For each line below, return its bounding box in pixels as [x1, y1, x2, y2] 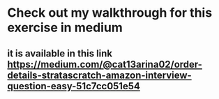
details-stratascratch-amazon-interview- [7, 69, 192, 81]
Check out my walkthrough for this [7, 5, 213, 21]
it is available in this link [7, 47, 113, 59]
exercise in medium [7, 20, 123, 36]
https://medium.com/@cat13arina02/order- [7, 58, 202, 70]
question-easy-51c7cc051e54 [7, 80, 141, 92]
